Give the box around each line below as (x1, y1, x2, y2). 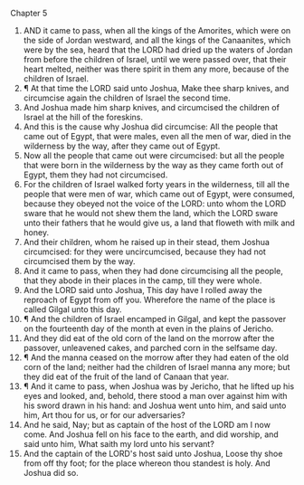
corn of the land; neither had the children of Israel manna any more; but (23, 362, 290, 372)
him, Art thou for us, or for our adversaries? (23, 410, 185, 420)
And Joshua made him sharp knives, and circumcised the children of (23, 102, 280, 112)
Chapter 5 (10, 8, 48, 18)
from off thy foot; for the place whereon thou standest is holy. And (23, 458, 271, 469)
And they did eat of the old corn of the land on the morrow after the (23, 333, 275, 343)
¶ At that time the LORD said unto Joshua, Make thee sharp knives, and (23, 83, 290, 93)
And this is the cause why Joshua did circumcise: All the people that (23, 121, 279, 132)
